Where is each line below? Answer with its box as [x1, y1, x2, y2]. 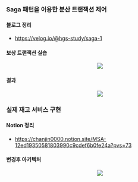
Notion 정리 [6, 122, 34, 129]
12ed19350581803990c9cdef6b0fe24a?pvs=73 [14, 142, 132, 149]
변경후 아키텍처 [6, 156, 42, 163]
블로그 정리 [6, 21, 32, 28]
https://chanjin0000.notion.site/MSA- [14, 135, 106, 142]
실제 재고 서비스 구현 [6, 106, 61, 114]
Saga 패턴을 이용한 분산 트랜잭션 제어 [6, 5, 107, 13]
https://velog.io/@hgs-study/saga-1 [14, 34, 102, 42]
